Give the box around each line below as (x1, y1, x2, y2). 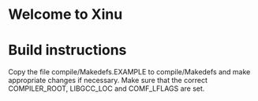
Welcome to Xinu (8, 5, 123, 23)
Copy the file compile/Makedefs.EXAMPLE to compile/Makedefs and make (8, 67, 251, 77)
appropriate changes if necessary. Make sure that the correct (8, 76, 208, 85)
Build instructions (8, 41, 127, 60)
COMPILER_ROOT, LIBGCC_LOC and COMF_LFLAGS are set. (8, 84, 205, 93)
